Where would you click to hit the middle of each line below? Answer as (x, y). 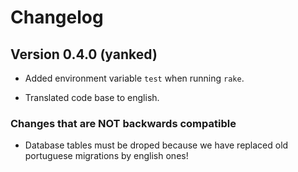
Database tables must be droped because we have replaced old (156, 145)
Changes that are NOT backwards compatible (123, 123)
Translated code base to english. (92, 97)
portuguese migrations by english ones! (106, 156)
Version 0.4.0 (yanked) (84, 54)
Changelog (57, 17)
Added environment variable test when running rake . (134, 78)
